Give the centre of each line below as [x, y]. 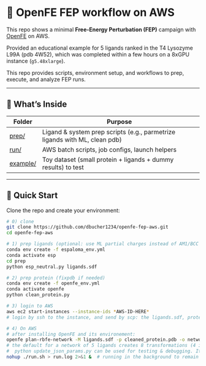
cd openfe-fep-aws [30, 233]
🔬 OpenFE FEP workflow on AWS [90, 13]
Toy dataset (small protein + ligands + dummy [108, 159]
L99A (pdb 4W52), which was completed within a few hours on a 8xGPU [98, 54]
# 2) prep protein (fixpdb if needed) [56, 278]
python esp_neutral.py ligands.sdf [52, 267]
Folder [23, 121]
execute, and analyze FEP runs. [46, 79]
